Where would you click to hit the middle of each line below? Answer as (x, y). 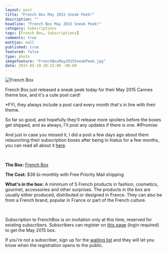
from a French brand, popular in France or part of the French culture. (76, 200)
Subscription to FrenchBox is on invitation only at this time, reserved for (79, 220)
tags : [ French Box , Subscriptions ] (42, 33)
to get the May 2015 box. (31, 230)
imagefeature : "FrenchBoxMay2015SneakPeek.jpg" (56, 61)
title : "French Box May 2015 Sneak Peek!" (50, 15)
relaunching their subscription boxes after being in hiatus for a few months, (82, 140)
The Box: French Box (27, 165)
